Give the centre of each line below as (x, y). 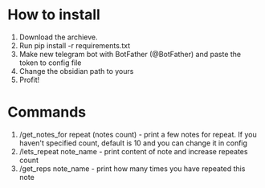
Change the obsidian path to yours (76, 71)
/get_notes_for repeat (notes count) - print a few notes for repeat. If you (138, 134)
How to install (54, 15)
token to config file (50, 63)
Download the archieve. (58, 37)
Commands (47, 112)
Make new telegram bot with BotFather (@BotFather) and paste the (130, 54)
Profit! (29, 80)
